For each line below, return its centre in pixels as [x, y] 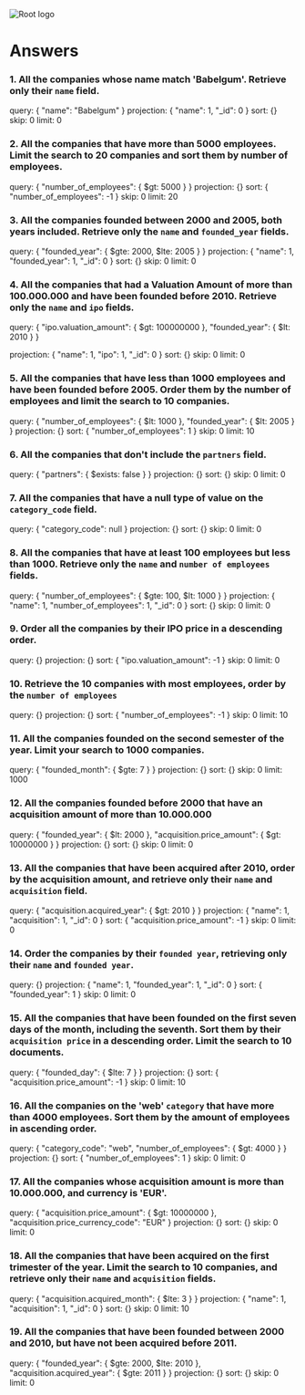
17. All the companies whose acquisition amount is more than [147, 1182]
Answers [44, 51]
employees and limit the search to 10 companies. [120, 401]
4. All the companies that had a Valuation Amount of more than [151, 285]
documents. [37, 1052]
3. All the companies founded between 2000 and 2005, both [146, 220]
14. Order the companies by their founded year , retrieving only [148, 953]
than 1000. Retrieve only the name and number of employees [140, 564]
